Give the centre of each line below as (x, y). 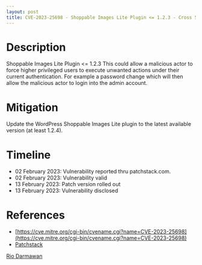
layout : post (23, 12)
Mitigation (32, 108)
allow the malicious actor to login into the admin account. (77, 83)
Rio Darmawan (24, 256)
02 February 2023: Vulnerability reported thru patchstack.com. (93, 172)
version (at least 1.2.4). (35, 131)
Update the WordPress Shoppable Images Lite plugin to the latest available (99, 124)
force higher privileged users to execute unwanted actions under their (93, 70)
